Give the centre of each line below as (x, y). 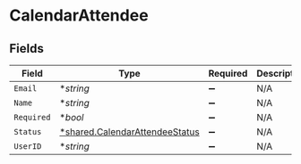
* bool (72, 117)
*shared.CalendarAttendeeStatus (129, 132)
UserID (28, 147)
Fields (27, 49)
